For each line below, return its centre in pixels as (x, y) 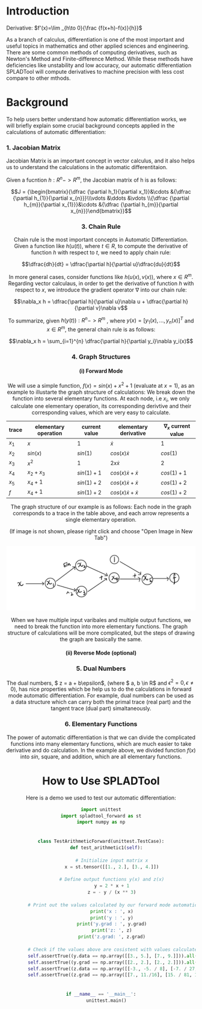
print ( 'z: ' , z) (112, 931)
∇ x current (177, 427)
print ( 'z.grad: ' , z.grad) (112, 937)
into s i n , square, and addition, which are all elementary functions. (101, 757)
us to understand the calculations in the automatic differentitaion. (87, 167)
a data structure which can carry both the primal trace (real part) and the (101, 702)
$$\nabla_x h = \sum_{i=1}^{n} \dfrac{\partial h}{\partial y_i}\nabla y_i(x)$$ (101, 341)
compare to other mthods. (38, 78)
